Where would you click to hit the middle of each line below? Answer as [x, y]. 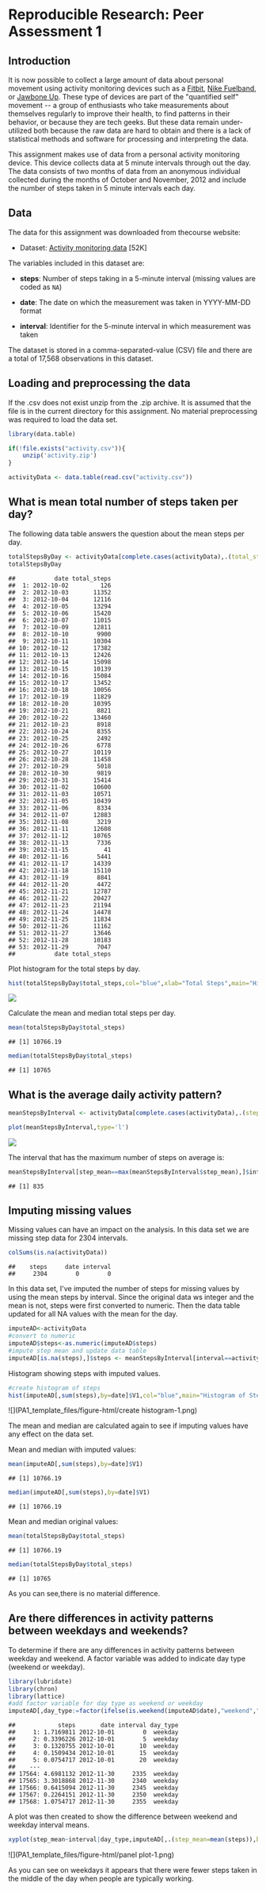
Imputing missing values [70, 1210]
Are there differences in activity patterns [111, 1618]
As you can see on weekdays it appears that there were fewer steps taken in [133, 1870]
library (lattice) [37, 1696]
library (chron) [33, 1689]
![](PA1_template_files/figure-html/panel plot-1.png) [91, 1854]
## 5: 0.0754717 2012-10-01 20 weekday [93, 1760]
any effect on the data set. [51, 1434]
